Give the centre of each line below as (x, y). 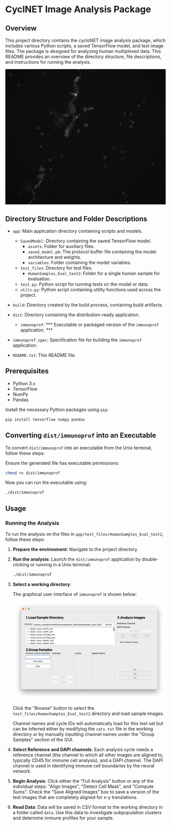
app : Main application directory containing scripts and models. (78, 231)
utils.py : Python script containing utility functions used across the (91, 290)
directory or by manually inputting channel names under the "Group (83, 734)
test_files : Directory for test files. (56, 268)
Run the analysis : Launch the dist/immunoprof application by (77, 559)
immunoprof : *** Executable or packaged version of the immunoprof (90, 325)
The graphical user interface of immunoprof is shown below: (75, 594)
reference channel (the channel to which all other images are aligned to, (88, 755)
